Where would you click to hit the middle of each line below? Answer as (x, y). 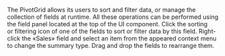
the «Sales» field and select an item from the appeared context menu (119, 38)
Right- (208, 31)
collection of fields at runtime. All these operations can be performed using (113, 17)
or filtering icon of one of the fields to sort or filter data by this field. (102, 31)
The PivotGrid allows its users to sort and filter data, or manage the (102, 10)
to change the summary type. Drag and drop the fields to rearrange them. (111, 46)
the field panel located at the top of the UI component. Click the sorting (107, 24)
